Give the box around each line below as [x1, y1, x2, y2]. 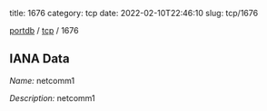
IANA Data [9, 51, 70, 67]
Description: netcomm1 [9, 92, 95, 103]
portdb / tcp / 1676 [9, 25, 79, 35]
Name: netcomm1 [9, 75, 75, 86]
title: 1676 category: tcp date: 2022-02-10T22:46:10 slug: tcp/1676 [9, 8, 259, 18]
